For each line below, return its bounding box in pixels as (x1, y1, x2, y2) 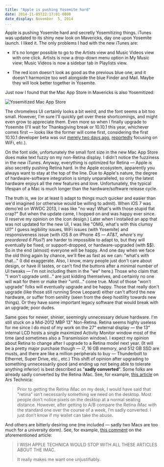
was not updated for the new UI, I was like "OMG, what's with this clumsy (5, 221, 153, 227)
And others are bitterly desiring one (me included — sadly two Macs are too (5, 422, 158, 428)
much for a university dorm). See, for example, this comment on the (5, 427, 142, 433)
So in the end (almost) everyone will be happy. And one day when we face (5, 247, 155, 253)
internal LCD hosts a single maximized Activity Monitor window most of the (5, 330, 157, 336)
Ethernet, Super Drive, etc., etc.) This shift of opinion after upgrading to (5, 356, 149, 362)
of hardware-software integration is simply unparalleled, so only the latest (5, 175, 154, 182)
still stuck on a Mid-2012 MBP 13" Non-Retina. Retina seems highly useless (5, 319, 156, 325)
